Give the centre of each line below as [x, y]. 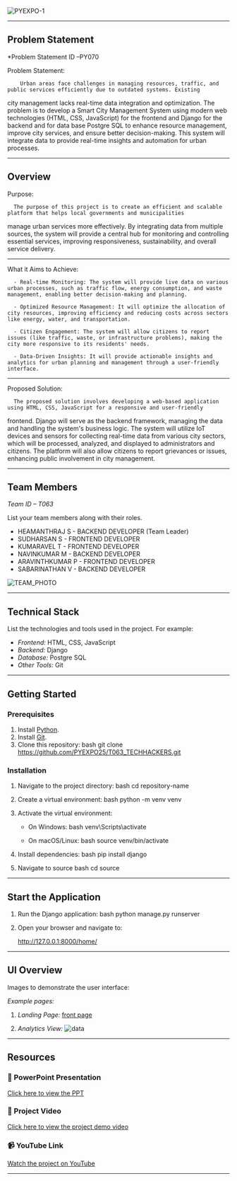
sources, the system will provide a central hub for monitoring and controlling [118, 234]
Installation [27, 770]
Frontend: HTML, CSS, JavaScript [67, 643]
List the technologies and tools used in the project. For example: [101, 629]
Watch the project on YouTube [51, 1163]
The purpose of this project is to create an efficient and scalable [118, 207]
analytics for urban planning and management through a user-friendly [113, 362]
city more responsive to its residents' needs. [79, 344]
